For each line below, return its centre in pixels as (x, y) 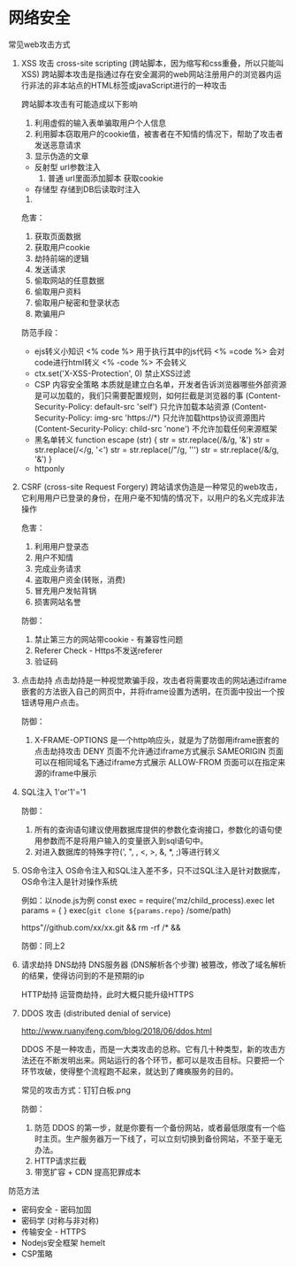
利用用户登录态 (61, 546)
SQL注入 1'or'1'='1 (53, 792)
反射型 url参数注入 (67, 167)
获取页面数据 (57, 236)
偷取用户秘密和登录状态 (77, 303)
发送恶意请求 (57, 145)
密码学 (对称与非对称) (60, 1220)
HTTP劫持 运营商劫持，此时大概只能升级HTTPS (107, 994)
